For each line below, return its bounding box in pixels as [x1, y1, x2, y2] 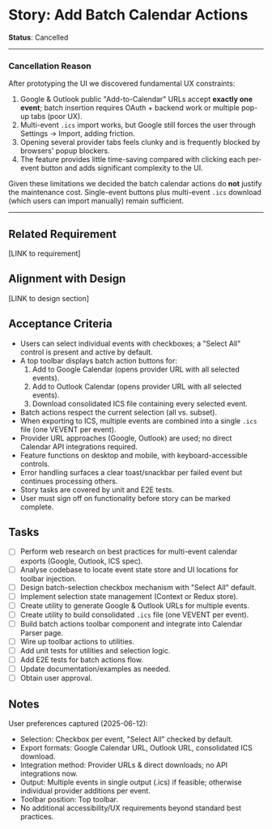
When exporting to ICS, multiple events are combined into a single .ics [19, 415, 257, 426]
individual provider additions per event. [19, 786, 151, 796]
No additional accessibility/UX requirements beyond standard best [19, 803, 241, 813]
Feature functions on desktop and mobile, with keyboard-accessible [19, 450, 249, 460]
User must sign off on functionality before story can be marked [19, 493, 231, 503]
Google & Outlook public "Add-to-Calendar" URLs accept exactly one [19, 95, 253, 104]
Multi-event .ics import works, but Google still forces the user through [19, 120, 257, 130]
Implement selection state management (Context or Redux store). [19, 591, 239, 601]
